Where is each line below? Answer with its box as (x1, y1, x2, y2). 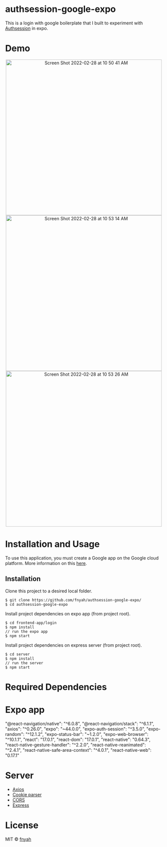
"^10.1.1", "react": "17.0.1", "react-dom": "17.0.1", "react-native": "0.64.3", (5, 736, 151, 742)
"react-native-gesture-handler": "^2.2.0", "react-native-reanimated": (5, 741, 146, 748)
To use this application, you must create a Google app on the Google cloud (5, 555, 159, 561)
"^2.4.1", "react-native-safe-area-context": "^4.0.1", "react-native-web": (5, 747, 152, 753)
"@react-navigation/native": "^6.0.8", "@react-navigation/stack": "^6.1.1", (5, 720, 155, 726)
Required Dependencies (5, 681, 107, 693)
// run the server (5, 660, 43, 666)
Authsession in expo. (5, 25, 48, 31)
